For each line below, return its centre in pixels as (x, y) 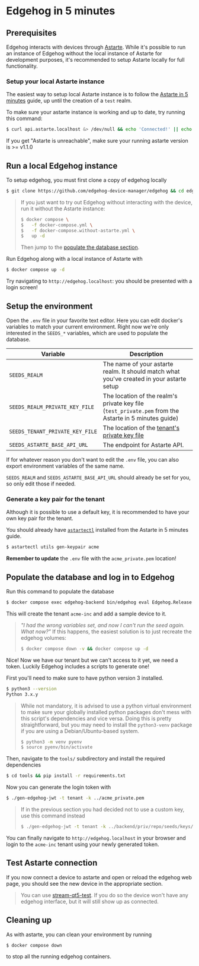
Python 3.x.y (22, 694)
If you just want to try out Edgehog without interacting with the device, (106, 202)
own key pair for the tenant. (40, 519)
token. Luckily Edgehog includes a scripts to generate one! (78, 666)
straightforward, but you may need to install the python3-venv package (106, 724)
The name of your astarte (138, 364)
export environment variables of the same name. (65, 466)
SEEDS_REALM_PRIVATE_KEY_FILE (52, 407)
